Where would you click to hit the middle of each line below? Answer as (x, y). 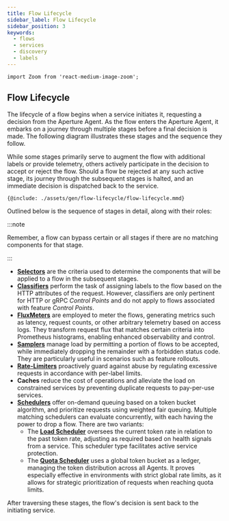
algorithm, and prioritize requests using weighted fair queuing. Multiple (117, 409)
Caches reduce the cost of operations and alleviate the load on (106, 380)
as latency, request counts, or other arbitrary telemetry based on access (119, 322)
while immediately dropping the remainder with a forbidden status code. (119, 351)
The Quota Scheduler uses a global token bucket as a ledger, (114, 460)
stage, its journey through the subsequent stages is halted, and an (100, 178)
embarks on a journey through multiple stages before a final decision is (107, 129)
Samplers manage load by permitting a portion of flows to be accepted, (118, 344)
